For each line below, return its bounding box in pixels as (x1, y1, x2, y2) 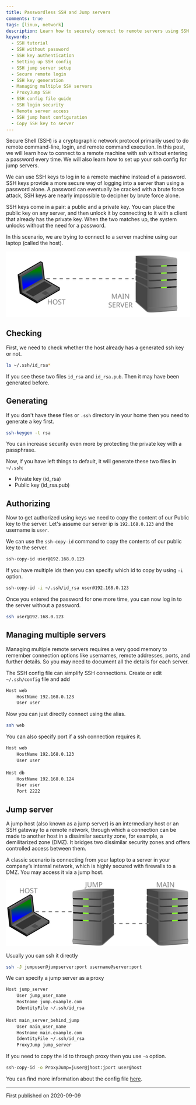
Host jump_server (6, 986, 48, 993)
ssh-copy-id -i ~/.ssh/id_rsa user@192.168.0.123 (6, 585, 129, 591)
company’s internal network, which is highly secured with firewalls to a (6, 862, 176, 869)
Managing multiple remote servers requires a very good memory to (6, 645, 167, 652)
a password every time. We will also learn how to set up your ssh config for (6, 156, 187, 163)
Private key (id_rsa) (14, 476, 61, 483)
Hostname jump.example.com (16, 999, 82, 1005)
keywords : (6, 34, 30, 40)
